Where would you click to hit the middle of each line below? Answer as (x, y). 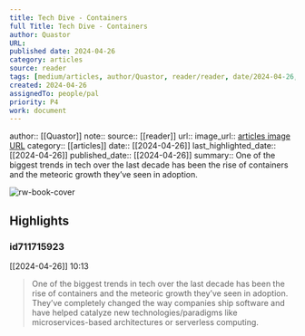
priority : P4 (34, 102)
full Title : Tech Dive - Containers (79, 26)
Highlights (39, 221)
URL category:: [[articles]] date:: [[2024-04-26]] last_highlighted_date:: (143, 146)
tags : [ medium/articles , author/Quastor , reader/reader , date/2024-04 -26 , (154, 77)
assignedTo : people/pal (54, 93)
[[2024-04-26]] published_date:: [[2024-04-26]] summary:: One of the (143, 156)
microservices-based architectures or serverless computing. (145, 322)
